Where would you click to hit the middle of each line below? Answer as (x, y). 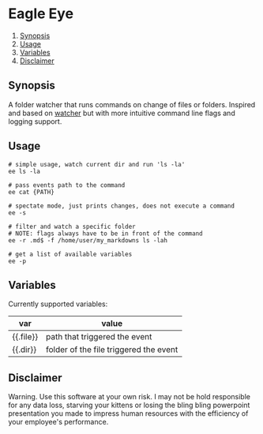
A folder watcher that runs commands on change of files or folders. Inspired (132, 104)
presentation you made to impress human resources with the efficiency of (128, 413)
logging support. (35, 121)
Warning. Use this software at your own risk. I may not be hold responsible (130, 397)
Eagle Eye (41, 14)
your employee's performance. (58, 422)
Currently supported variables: (58, 304)
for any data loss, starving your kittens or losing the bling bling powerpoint (129, 405)
